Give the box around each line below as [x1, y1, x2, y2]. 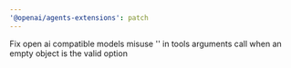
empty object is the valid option [9, 47, 128, 59]
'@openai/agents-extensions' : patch [9, 13, 149, 23]
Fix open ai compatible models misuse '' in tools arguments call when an [9, 38, 283, 49]
